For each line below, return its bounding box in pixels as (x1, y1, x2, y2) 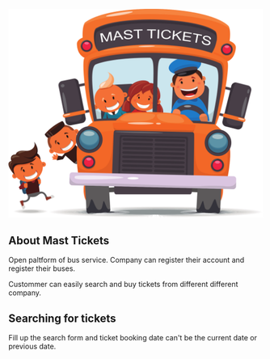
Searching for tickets (8, 311, 116, 325)
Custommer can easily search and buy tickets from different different (8, 280, 238, 289)
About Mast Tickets (8, 234, 110, 247)
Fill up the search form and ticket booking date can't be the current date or (8, 333, 257, 343)
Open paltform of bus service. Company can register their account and (8, 256, 245, 265)
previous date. (8, 341, 57, 352)
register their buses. (8, 264, 75, 273)
